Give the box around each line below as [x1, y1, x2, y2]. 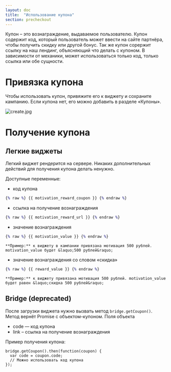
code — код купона [12, 323, 55, 329]
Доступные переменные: [5, 176, 61, 182]
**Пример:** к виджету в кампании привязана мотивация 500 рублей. [5, 243, 153, 249]
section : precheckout [5, 17, 52, 22]
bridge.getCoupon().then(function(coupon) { [5, 348, 102, 354]
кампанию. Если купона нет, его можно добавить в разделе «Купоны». [5, 98, 161, 105]
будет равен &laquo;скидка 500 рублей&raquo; [5, 280, 104, 285]
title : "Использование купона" [5, 12, 74, 17]
